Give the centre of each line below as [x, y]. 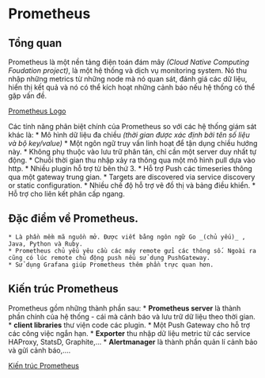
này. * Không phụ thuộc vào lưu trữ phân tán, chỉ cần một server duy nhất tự [132, 152]
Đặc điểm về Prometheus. [73, 219]
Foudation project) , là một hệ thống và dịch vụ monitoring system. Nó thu [128, 71]
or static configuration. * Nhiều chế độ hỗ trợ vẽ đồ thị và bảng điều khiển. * [132, 185]
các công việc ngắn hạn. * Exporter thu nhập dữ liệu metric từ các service [129, 333]
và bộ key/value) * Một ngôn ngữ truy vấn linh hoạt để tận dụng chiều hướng [133, 143]
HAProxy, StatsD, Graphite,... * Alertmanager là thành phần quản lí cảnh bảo [133, 342]
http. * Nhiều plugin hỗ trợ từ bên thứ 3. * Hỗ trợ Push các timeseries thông [131, 168]
